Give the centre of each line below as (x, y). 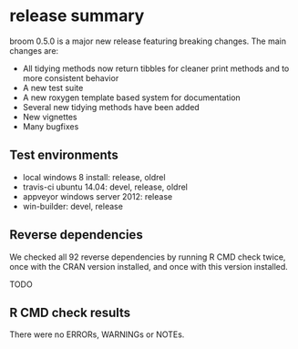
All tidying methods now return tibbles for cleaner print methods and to (156, 68)
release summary (77, 16)
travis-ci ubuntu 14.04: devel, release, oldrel (105, 187)
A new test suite (53, 87)
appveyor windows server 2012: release (98, 196)
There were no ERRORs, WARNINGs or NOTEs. (97, 334)
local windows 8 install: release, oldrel (94, 177)
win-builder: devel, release (72, 206)
